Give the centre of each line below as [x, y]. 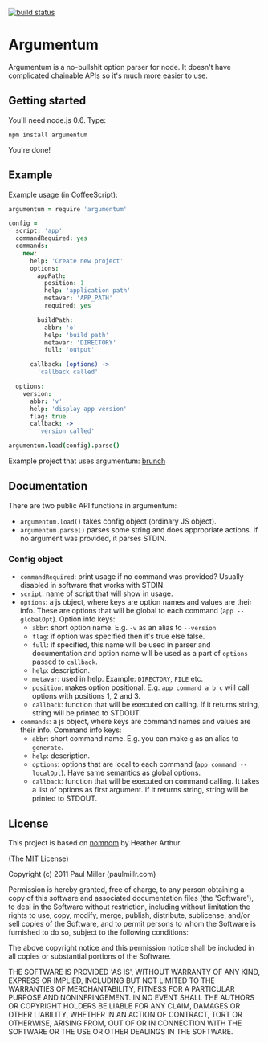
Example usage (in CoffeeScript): [63, 194]
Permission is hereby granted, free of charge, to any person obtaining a [126, 889]
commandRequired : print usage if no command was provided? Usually [132, 577]
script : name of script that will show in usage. [96, 593]
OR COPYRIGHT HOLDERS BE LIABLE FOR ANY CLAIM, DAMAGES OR [124, 1006]
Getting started [47, 101]
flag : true [48, 416]
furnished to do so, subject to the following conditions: [98, 932]
